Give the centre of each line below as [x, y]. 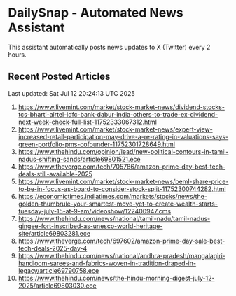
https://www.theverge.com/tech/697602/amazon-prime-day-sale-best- [122, 241]
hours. [17, 55]
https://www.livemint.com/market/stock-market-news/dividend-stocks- [121, 107]
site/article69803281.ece [54, 233]
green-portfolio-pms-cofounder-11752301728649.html [97, 144]
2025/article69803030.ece [57, 286]
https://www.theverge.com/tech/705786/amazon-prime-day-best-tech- [122, 167]
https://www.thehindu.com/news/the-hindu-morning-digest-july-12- [116, 278]
